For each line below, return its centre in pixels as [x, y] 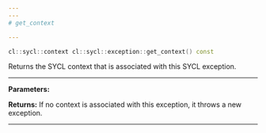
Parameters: [29, 89]
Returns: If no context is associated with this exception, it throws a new [125, 104]
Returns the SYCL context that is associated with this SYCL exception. [122, 66]
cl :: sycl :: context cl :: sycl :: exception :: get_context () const [111, 51]
